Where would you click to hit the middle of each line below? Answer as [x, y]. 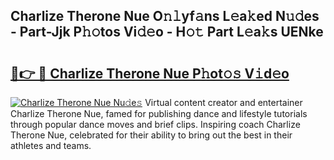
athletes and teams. [51, 145]
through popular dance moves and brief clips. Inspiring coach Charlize [155, 124]
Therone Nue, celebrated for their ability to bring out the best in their [151, 135]
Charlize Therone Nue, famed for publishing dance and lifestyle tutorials [159, 113]
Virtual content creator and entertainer [223, 102]
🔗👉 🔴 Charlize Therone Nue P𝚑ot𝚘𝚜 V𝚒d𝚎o [150, 73]
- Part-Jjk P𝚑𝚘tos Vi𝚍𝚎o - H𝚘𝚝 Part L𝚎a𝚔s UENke [167, 32]
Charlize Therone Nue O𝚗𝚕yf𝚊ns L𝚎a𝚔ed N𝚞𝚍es [165, 16]
